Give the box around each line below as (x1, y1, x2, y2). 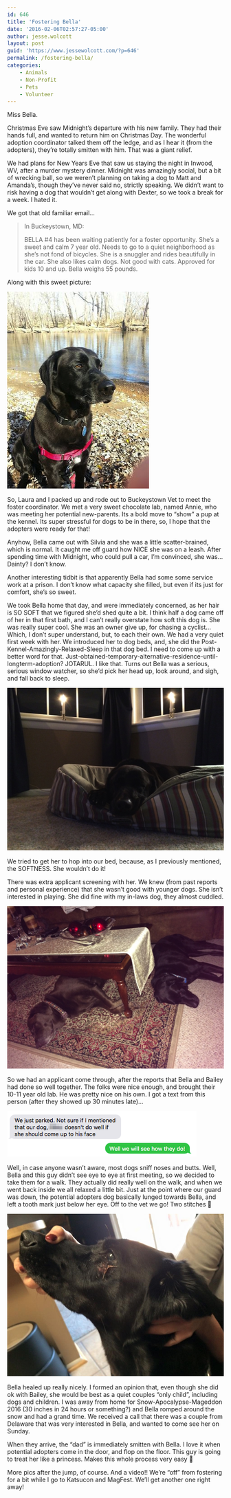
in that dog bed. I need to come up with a (104, 645, 221, 653)
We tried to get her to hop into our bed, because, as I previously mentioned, (7, 857, 222, 866)
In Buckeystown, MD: (23, 222, 85, 230)
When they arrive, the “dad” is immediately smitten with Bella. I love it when (7, 1440, 221, 1449)
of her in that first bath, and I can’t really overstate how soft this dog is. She (7, 616, 221, 624)
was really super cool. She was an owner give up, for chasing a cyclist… (7, 623, 212, 632)
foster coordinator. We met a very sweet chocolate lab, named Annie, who (7, 503, 217, 511)
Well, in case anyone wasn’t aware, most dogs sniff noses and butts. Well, (7, 1164, 217, 1172)
